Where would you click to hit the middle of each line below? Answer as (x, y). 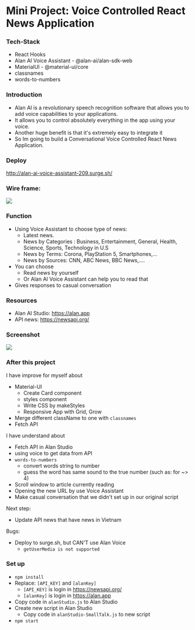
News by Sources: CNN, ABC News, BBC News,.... (84, 260)
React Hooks (30, 55)
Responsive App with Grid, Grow (62, 411)
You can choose (34, 266)
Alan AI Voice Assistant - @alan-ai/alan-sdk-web (73, 61)
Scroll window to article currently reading (64, 484)
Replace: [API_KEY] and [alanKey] (55, 583)
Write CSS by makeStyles (54, 405)
